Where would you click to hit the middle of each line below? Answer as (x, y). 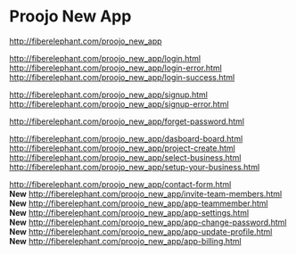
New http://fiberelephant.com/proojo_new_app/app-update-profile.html (141, 231)
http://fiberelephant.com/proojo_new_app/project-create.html (123, 148)
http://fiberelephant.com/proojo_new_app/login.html (105, 58)
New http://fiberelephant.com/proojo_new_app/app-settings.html (129, 212)
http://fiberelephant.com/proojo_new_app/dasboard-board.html (126, 138)
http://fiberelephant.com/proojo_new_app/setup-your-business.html (135, 167)
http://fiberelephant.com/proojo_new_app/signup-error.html (119, 103)
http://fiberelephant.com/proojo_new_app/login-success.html (122, 77)
